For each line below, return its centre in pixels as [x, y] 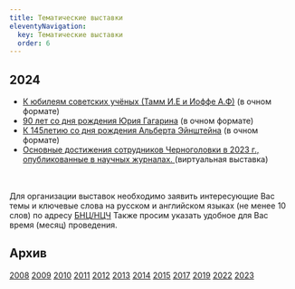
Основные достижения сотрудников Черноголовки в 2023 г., [141, 149]
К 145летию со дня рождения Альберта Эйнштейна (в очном [140, 130]
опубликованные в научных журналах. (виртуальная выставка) [145, 159]
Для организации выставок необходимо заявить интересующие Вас [142, 197]
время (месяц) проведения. [63, 225]
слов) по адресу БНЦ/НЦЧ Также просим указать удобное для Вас [139, 216]
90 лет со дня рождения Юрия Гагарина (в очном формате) [138, 121]
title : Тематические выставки [67, 18]
